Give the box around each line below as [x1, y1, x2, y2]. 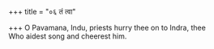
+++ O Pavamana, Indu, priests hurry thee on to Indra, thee [8, 23, 207, 32]
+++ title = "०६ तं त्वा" [8, 7, 76, 16]
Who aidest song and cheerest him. [8, 31, 127, 41]
